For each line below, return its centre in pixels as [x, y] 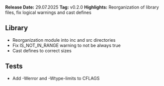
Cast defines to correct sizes [42, 50]
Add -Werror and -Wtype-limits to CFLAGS [56, 78]
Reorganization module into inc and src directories [64, 40]
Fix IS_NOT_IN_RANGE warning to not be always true [66, 45]
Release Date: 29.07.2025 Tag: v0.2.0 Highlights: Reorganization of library [82, 7]
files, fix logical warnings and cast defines [48, 12]
